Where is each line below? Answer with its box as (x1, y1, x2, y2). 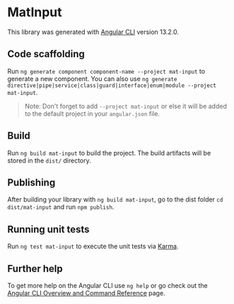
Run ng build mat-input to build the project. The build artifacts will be (7, 148, 211, 157)
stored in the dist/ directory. (7, 156, 92, 165)
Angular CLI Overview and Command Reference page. (7, 289, 165, 297)
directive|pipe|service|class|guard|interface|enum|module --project (7, 82, 217, 89)
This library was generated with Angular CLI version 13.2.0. (7, 28, 179, 36)
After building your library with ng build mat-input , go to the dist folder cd (7, 195, 223, 204)
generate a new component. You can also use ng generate (7, 74, 177, 83)
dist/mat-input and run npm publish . (7, 203, 115, 211)
